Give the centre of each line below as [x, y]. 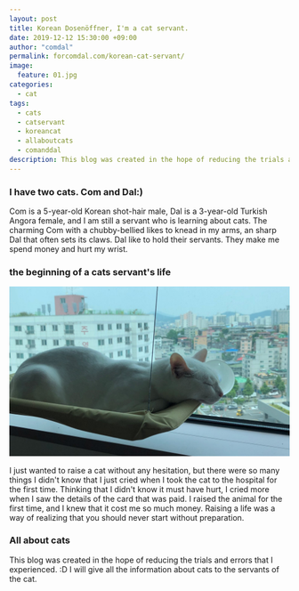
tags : [19, 103]
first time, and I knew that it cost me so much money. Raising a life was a [142, 508]
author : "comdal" [41, 47]
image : [21, 66]
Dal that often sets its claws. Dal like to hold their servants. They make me [145, 239]
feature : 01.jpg [47, 76]
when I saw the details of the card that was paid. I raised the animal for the [146, 498]
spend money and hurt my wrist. [69, 249]
